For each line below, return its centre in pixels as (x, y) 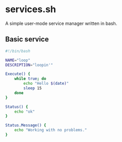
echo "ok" (25, 112)
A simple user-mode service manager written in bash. (61, 23)
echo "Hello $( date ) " (46, 84)
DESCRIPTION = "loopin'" (29, 65)
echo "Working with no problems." (51, 130)
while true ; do (30, 79)
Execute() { (18, 74)
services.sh (31, 9)
